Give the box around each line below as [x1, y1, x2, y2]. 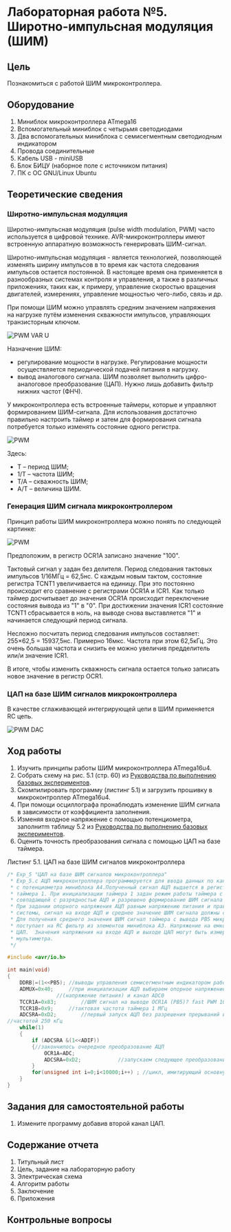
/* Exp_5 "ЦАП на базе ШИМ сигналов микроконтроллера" [7, 871, 168, 878]
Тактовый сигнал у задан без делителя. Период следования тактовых [7, 565, 212, 573]
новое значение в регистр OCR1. [7, 671, 104, 680]
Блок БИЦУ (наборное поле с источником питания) [16, 161, 168, 170]
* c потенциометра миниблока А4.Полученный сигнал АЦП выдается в [10, 884, 205, 891]
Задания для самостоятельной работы [7, 1101, 184, 1113]
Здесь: [7, 449, 27, 457]
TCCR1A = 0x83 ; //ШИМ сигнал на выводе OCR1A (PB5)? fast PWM [19, 998, 217, 1005]
